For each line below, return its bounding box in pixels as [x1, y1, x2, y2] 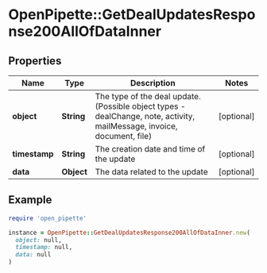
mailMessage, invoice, [95, 121, 178, 132]
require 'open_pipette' [8, 214, 87, 222]
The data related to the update [95, 167, 208, 177]
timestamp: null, [15, 244, 73, 252]
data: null [15, 251, 52, 259]
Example [8, 193, 52, 207]
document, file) [95, 131, 153, 141]
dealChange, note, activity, [95, 111, 195, 121]
